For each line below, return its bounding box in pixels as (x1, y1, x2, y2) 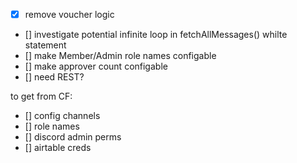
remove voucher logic (24, 9, 115, 20)
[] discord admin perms (24, 131, 122, 143)
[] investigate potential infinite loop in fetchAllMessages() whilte (24, 29, 288, 41)
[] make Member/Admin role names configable (24, 50, 217, 62)
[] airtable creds (24, 142, 92, 154)
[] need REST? (24, 71, 85, 83)
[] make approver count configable (24, 60, 168, 73)
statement (24, 39, 67, 51)
